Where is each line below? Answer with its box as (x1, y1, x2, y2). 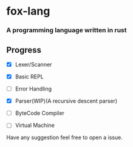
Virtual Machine (15, 121, 55, 129)
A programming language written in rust (6, 26, 127, 35)
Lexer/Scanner (15, 61, 52, 68)
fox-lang (6, 4, 50, 18)
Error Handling (15, 85, 52, 92)
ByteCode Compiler (15, 109, 65, 117)
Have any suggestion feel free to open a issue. (6, 134, 123, 141)
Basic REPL (15, 73, 44, 80)
